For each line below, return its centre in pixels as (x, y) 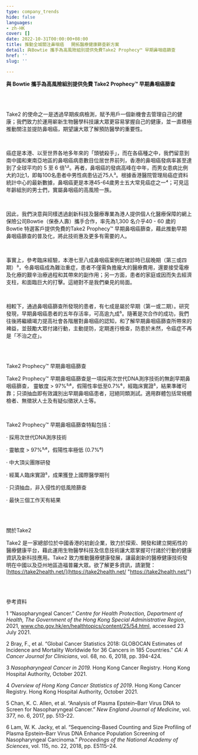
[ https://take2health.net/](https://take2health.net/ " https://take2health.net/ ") (99, 571)
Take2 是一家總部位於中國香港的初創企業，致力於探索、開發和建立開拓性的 (97, 543)
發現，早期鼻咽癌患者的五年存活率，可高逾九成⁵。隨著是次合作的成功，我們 (98, 313)
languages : (19, 22)
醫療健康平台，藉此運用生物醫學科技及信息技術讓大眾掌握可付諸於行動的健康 (99, 550)
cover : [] (18, 34)
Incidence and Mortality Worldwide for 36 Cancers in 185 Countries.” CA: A (97, 650)
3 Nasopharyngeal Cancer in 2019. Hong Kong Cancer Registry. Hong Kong (98, 668)
